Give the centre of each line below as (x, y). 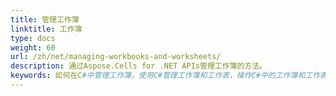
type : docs (33, 38)
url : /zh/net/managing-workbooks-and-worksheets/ (116, 57)
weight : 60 (33, 47)
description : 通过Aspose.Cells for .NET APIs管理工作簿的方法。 (139, 66)
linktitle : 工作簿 (46, 29)
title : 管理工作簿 (45, 19)
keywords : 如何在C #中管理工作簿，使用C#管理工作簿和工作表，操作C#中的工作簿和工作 (165, 76)
